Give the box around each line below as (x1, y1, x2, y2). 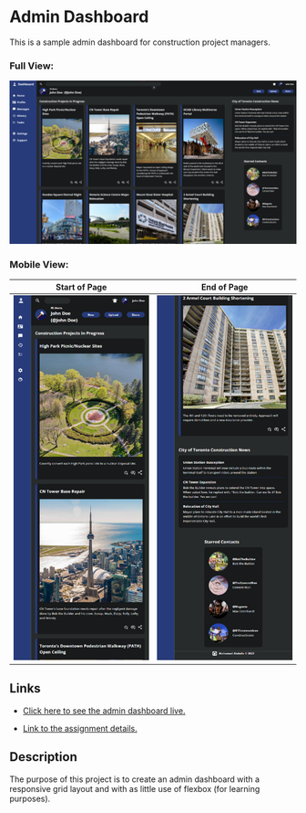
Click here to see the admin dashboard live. (22, 705, 186, 716)
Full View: (9, 59, 55, 72)
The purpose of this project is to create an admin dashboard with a (9, 774, 260, 785)
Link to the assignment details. (22, 723, 138, 734)
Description (9, 749, 77, 765)
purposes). (9, 793, 51, 804)
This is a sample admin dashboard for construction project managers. (9, 37, 270, 48)
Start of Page (56, 281, 107, 292)
